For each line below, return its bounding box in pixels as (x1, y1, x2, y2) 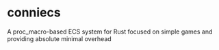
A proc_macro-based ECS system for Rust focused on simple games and (7, 27, 213, 36)
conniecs (7, 5, 61, 21)
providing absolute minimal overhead (7, 34, 112, 42)
